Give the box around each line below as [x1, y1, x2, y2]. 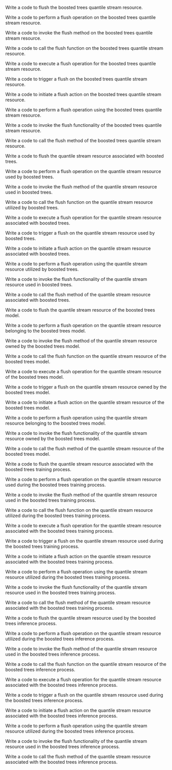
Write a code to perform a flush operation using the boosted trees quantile [5, 107, 162, 112]
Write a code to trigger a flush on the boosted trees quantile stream [5, 76, 147, 82]
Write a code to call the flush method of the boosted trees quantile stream [5, 138, 161, 143]
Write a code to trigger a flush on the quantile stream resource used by [5, 230, 155, 236]
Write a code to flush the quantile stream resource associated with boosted [5, 153, 164, 159]
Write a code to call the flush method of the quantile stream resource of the [5, 446, 164, 451]
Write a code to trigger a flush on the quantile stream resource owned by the [5, 384, 167, 390]
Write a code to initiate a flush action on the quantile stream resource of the [5, 399, 165, 405]
